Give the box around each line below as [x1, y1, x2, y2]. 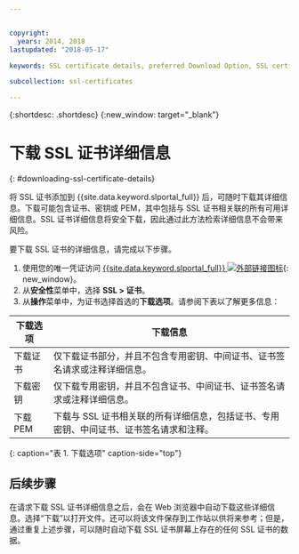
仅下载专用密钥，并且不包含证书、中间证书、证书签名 [53, 380, 277, 392]
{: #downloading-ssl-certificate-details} [9, 173, 156, 184]
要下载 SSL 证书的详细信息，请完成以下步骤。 [9, 244, 176, 254]
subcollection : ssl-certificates [9, 77, 133, 86]
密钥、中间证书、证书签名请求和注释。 [53, 423, 214, 436]
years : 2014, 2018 [17, 36, 86, 45]
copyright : [9, 28, 50, 37]
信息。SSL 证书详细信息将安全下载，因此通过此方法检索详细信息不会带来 [16, 214, 283, 225]
